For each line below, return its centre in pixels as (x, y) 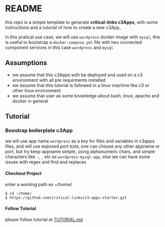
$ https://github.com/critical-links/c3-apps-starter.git (66, 197)
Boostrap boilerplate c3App (39, 130)
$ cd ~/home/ (19, 193)
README (24, 9)
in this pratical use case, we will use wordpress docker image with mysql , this (83, 37)
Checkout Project (23, 173)
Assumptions (26, 63)
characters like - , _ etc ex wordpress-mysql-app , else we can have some (78, 157)
